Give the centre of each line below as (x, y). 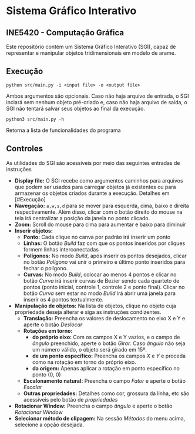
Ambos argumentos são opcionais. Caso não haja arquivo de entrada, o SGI (97, 96)
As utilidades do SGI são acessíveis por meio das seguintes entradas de (93, 163)
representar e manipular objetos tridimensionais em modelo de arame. (91, 53)
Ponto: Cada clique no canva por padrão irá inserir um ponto (97, 237)
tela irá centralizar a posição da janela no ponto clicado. (82, 218)
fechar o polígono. (46, 268)
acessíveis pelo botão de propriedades (70, 399)
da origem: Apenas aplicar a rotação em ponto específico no (106, 368)
